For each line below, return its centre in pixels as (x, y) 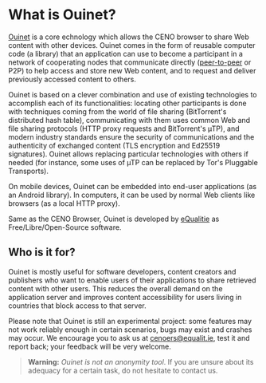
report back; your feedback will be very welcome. (90, 346)
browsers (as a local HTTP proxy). (65, 203)
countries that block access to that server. (77, 306)
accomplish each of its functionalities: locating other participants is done (127, 103)
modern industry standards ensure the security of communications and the (131, 136)
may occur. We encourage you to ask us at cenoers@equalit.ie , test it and (129, 338)
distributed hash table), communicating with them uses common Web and (129, 120)
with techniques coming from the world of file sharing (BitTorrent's (117, 111)
